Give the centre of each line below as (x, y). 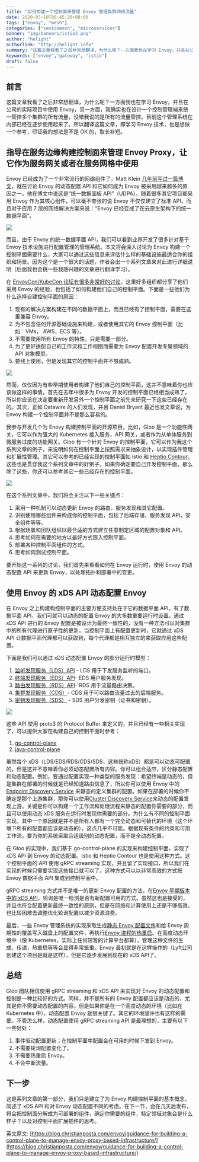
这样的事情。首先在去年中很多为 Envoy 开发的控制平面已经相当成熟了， (103, 392)
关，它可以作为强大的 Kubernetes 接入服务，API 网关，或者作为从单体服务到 (99, 435)
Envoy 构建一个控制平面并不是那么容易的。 (59, 414)
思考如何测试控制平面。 (43, 553)
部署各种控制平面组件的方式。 (51, 545)
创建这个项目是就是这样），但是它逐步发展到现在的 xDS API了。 (83, 954)
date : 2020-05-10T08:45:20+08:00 (47, 17)
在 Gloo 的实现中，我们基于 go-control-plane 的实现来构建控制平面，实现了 (98, 848)
